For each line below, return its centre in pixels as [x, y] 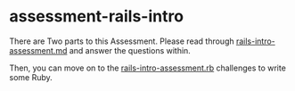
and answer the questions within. [130, 50]
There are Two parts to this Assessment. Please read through [122, 41]
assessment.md [38, 50]
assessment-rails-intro [97, 17]
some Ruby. [31, 77]
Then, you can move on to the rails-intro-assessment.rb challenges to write [148, 68]
